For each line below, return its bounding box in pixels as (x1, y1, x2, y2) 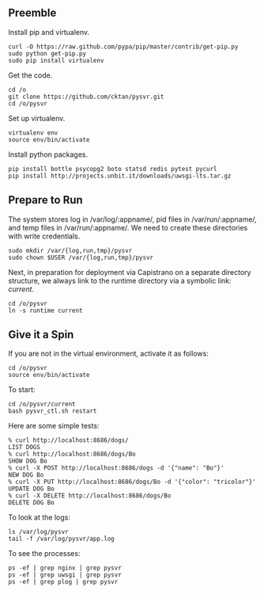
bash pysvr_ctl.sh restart (8, 407, 97, 415)
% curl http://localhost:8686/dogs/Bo (8, 451, 136, 459)
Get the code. (8, 70, 53, 80)
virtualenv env (8, 128, 58, 137)
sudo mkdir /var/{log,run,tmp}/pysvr (8, 246, 133, 254)
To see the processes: (8, 549, 81, 558)
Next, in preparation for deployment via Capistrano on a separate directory (8, 267, 251, 276)
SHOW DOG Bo (8, 457, 47, 466)
